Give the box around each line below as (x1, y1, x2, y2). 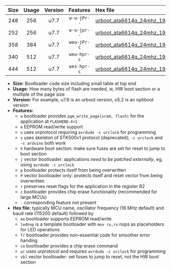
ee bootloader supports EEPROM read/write (20, 216, 112, 222)
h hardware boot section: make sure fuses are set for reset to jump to (20, 145, 165, 151)
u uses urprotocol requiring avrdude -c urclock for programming (20, 129, 156, 135)
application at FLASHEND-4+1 (20, 118, 78, 124)
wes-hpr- (69, 64, 90, 69)
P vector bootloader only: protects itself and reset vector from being (20, 173, 163, 178)
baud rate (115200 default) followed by (12, 210, 94, 216)
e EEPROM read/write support (20, 124, 83, 129)
